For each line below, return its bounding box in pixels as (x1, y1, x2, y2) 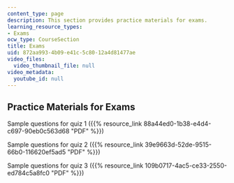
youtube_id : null (13, 75, 64, 82)
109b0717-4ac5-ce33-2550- (145, 161, 227, 170)
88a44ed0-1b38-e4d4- (143, 119, 212, 128)
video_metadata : (7, 68, 54, 75)
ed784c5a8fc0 (7, 169, 50, 177)
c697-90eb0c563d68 (7, 127, 70, 136)
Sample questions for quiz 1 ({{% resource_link (7, 119, 142, 128)
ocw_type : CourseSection (7, 36, 80, 43)
